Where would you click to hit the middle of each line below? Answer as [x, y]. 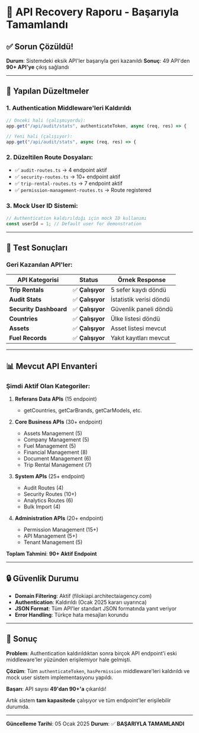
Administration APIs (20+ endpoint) [59, 518]
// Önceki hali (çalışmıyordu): [46, 120]
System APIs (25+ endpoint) [50, 476]
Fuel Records [28, 338]
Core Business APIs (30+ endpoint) [58, 422]
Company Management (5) [57, 439]
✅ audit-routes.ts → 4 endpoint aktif [61, 170]
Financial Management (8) [55, 452]
